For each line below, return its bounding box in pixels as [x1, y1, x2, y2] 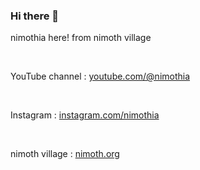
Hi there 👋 [10, 9, 60, 23]
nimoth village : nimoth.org [10, 148, 120, 160]
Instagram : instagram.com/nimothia [10, 109, 160, 121]
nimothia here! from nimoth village [10, 32, 152, 44]
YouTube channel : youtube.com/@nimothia [10, 70, 191, 83]
